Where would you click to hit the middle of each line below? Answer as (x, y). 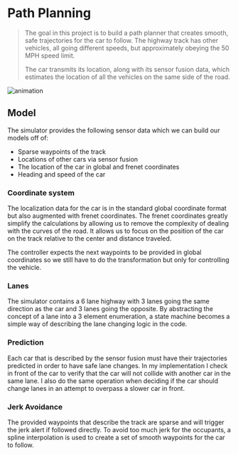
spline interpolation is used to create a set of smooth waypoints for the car (116, 437)
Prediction (26, 342)
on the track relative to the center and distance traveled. (90, 239)
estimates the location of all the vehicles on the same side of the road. (128, 77)
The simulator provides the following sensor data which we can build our (114, 130)
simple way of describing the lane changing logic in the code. (97, 324)
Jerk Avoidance (35, 407)
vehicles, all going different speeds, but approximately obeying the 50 (127, 48)
